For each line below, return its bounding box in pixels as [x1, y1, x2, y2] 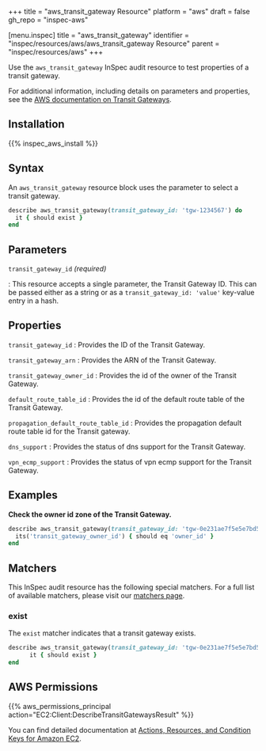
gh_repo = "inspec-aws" [8, 15, 89, 25]
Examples [8, 488, 58, 502]
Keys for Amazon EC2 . [8, 734, 82, 743]
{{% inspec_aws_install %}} [8, 138, 99, 148]
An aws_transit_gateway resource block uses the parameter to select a [8, 182, 239, 192]
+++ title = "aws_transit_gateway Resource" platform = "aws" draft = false [8, 7, 251, 16]
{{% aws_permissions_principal [8, 701, 112, 711]
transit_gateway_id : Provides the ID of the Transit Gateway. [8, 339, 206, 349]
